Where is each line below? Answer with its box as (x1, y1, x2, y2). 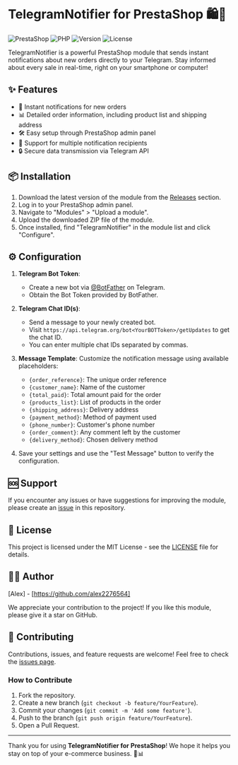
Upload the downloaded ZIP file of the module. (18, 215, 155, 224)
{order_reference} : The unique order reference (28, 376, 167, 384)
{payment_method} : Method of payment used (28, 413, 157, 422)
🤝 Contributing (8, 631, 74, 644)
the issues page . (8, 657, 56, 665)
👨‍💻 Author (8, 571, 54, 583)
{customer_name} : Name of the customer (28, 383, 145, 391)
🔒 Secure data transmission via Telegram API (18, 146, 149, 155)
